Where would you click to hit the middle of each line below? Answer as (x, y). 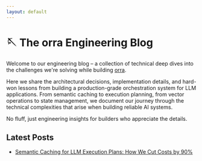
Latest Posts (30, 137)
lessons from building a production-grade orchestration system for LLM (107, 88)
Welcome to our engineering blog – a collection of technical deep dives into (100, 63)
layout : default (27, 12)
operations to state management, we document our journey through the (95, 100)
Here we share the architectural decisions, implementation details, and (94, 81)
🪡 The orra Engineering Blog (80, 42)
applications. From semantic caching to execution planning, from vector (95, 94)
